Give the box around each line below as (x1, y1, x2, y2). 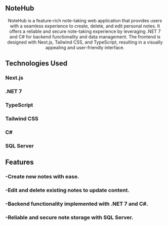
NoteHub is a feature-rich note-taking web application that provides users (8, 17, 162, 23)
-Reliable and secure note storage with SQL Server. (5, 214, 134, 221)
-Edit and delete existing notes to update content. (5, 186, 130, 194)
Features (5, 158, 34, 167)
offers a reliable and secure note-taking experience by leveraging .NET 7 (9, 28, 161, 34)
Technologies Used (5, 59, 67, 68)
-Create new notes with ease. (5, 173, 79, 180)
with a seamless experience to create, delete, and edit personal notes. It (10, 23, 160, 29)
